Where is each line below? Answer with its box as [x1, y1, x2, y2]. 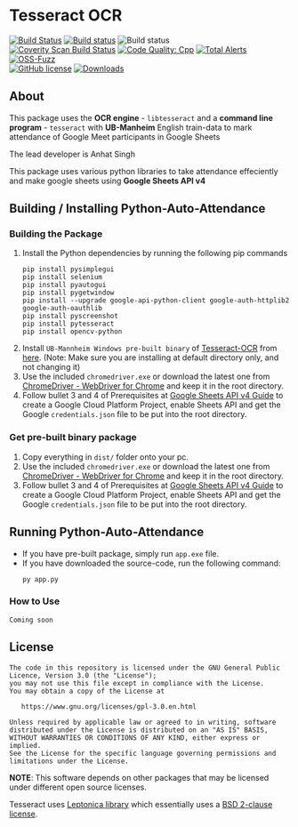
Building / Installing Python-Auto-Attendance [9, 201, 266, 216]
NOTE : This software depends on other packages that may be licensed [9, 772, 270, 783]
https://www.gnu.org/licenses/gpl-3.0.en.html [20, 702, 197, 711]
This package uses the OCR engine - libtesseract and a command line [9, 112, 273, 123]
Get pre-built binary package [9, 431, 138, 444]
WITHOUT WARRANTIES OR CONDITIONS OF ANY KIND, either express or [9, 733, 261, 743]
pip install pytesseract [21, 319, 115, 329]
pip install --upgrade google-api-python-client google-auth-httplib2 [21, 296, 290, 305]
